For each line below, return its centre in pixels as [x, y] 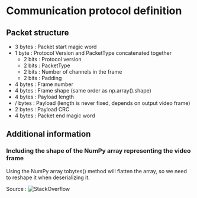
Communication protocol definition [94, 11]
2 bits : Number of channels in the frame [73, 72]
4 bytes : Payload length [44, 97]
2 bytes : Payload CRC [42, 109]
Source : [16, 189]
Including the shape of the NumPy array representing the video [98, 151]
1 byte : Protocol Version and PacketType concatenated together [93, 53]
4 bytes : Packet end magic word [55, 115]
